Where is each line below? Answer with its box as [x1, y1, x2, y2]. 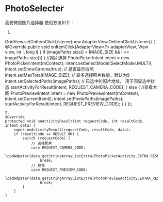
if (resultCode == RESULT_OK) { [14, 132, 79, 136]
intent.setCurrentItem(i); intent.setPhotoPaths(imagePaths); [5, 96, 124, 101]
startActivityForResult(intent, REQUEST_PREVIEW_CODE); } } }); [5, 101, 132, 107]
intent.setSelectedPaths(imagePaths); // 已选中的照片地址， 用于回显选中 [5, 78, 151, 84]
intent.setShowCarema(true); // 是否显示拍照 [5, 66, 94, 72]
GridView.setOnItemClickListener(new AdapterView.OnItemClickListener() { [5, 38, 155, 44]
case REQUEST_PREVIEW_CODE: [31, 167, 88, 172]
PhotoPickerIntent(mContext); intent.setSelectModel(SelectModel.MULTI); [5, 60, 153, 66]
